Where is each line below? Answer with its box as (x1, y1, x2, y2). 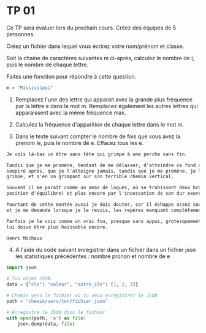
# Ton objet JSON (6, 276, 51, 282)
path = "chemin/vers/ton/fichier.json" (6, 298, 109, 304)
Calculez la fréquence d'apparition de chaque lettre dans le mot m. (15, 120, 185, 128)
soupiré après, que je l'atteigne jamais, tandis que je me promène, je (6, 168, 196, 174)
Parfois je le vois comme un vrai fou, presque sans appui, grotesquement (6, 218, 202, 224)
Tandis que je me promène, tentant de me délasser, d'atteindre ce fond (6, 162, 196, 168)
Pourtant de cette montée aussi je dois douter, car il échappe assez (6, 202, 191, 208)
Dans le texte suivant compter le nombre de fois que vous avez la (15, 133, 181, 140)
